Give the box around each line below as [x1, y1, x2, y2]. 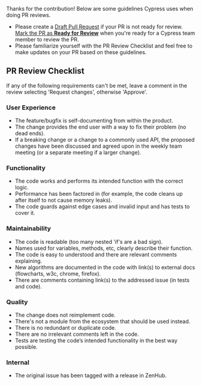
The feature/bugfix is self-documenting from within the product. [14, 117, 173, 124]
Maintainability [6, 225, 51, 233]
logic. [14, 184, 29, 191]
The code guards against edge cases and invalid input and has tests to [14, 203, 190, 210]
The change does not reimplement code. [14, 312, 116, 318]
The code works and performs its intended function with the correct [14, 177, 183, 185]
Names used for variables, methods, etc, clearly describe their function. [14, 244, 193, 252]
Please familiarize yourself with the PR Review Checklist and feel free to [14, 42, 193, 49]
